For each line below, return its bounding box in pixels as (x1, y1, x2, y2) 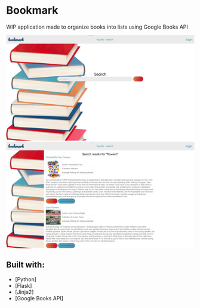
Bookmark (6, 4, 59, 17)
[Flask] (14, 282, 32, 289)
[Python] (14, 275, 37, 283)
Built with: (6, 260, 45, 270)
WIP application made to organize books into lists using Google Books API (6, 23, 188, 30)
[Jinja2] (14, 288, 34, 295)
